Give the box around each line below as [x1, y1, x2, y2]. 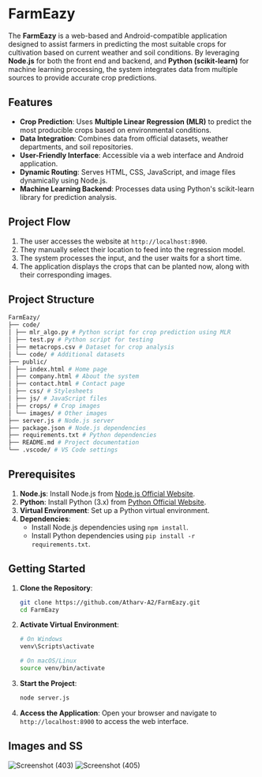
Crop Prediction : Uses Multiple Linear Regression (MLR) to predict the [19, 116, 253, 126]
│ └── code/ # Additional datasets [8, 350, 125, 358]
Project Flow [8, 215, 71, 229]
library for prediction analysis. [19, 192, 117, 202]
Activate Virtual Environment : [19, 620, 120, 629]
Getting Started [8, 562, 86, 575]
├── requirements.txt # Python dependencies [8, 432, 157, 439]
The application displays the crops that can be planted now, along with [19, 262, 250, 271]
